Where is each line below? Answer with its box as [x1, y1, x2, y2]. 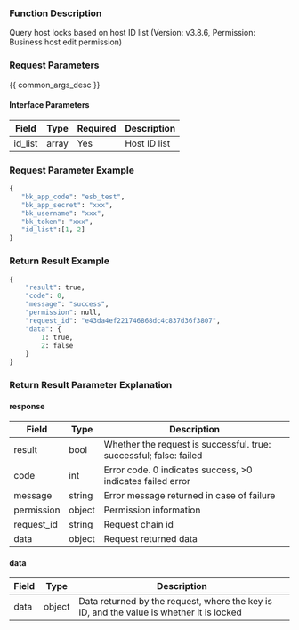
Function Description [9, 7, 102, 20]
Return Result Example [9, 254, 109, 267]
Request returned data [103, 533, 198, 545]
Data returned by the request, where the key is [78, 595, 273, 608]
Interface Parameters [9, 100, 90, 110]
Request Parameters [9, 59, 100, 71]
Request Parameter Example [9, 164, 135, 176]
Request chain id [103, 519, 174, 531]
